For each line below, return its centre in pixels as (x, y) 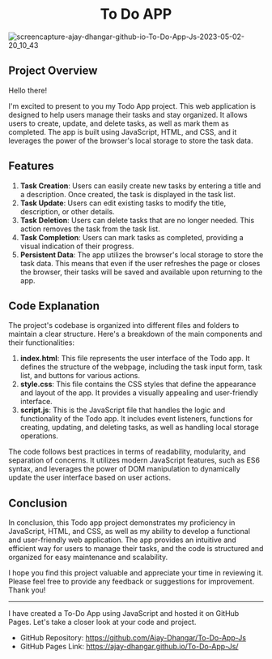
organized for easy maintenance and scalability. (88, 558)
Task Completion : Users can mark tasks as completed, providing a (132, 237)
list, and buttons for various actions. (80, 376)
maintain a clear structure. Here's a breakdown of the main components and (136, 334)
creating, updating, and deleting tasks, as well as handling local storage (139, 428)
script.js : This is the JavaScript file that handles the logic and (123, 410)
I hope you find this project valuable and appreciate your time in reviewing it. (136, 573)
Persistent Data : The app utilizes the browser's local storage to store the (142, 254)
